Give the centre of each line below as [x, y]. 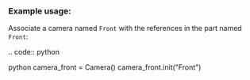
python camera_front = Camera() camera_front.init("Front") [105, 67]
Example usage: [40, 11]
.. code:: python [34, 52]
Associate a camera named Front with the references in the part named [125, 29]
